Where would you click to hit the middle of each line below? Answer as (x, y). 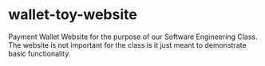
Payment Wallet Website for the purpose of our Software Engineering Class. (133, 37)
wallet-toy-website (73, 15)
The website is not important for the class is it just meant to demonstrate (127, 45)
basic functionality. (40, 53)
